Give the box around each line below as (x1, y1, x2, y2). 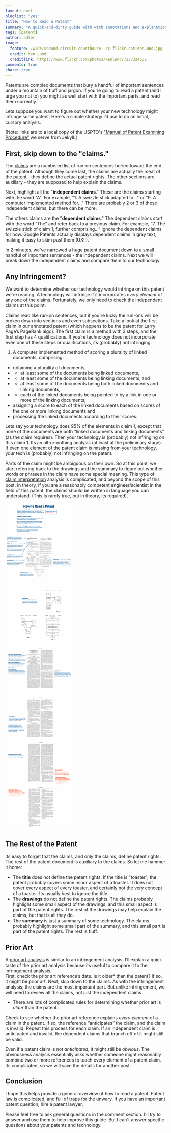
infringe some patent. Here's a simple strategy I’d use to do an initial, (5, 114, 149, 120)
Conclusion (5, 1077, 43, 1086)
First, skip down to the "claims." (5, 149, 109, 158)
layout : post (5, 8, 33, 13)
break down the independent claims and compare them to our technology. (5, 258, 161, 264)
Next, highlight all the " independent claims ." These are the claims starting (5, 189, 161, 195)
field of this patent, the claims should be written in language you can (5, 487, 149, 493)
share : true (5, 67, 31, 73)
